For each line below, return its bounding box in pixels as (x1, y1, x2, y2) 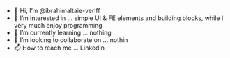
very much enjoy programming (13, 21, 102, 29)
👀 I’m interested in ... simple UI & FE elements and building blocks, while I (13, 14, 224, 22)
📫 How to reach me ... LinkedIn (13, 43, 105, 52)
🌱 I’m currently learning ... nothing (13, 28, 112, 37)
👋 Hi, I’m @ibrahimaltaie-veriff (13, 7, 100, 14)
